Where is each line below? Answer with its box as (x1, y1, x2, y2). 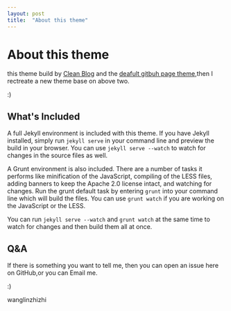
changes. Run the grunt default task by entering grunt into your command (7, 187, 219, 196)
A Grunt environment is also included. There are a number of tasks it (7, 165, 203, 173)
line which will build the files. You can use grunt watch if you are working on (7, 194, 224, 202)
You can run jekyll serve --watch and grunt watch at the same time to (7, 215, 210, 223)
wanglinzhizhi (7, 296, 47, 304)
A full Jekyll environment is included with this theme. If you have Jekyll (7, 129, 209, 138)
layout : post (7, 10, 45, 17)
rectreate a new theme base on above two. (7, 77, 130, 86)
